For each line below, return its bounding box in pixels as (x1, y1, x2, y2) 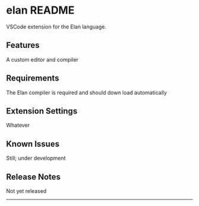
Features (6, 40, 40, 50)
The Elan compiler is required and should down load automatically (6, 89, 167, 96)
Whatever (6, 122, 30, 129)
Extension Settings (6, 106, 78, 116)
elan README (6, 4, 75, 17)
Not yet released (6, 188, 47, 194)
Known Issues (6, 139, 60, 149)
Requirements (6, 73, 59, 83)
